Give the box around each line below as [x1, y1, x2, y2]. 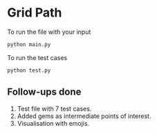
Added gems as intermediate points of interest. [17, 112, 151, 120]
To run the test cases [7, 53, 68, 61]
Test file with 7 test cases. [17, 104, 92, 113]
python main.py [7, 41, 51, 48]
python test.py [7, 67, 51, 74]
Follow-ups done [7, 86, 82, 98]
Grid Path [7, 5, 62, 21]
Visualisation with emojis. [17, 119, 90, 127]
